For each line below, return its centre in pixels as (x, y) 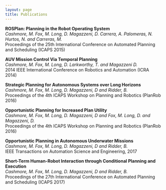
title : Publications (27, 14)
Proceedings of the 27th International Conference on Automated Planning (80, 177)
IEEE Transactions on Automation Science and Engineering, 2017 (71, 151)
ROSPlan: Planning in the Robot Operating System (57, 28)
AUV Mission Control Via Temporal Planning (51, 59)
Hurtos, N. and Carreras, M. (34, 39)
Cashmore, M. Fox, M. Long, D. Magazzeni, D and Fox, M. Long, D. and (78, 115)
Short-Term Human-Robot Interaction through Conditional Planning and (81, 161)
